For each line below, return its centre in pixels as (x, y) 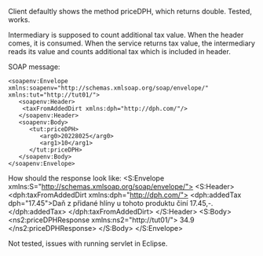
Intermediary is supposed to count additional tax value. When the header (126, 35)
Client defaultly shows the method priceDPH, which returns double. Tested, (130, 11)
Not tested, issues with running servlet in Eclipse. (88, 243)
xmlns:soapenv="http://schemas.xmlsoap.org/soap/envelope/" (109, 88)
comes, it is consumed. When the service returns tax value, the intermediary (131, 43)
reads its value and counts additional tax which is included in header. (120, 51)
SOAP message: (34, 67)
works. (19, 20)
